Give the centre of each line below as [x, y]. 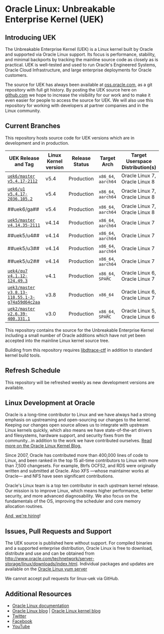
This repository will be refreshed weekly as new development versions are [80, 382]
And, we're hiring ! [23, 516]
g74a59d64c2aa [24, 302]
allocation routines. [24, 506]
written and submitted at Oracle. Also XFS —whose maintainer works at [77, 471]
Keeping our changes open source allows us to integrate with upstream [77, 425]
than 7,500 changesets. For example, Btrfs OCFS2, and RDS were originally [81, 466]
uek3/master [21, 287]
